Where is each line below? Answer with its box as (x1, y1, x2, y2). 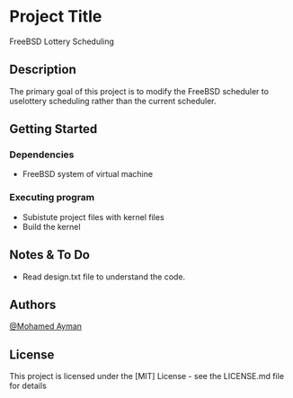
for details (9, 380, 47, 392)
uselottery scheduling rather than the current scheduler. (9, 95, 218, 106)
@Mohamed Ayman (9, 321, 83, 332)
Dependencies (9, 148, 75, 161)
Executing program (9, 191, 95, 204)
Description (9, 62, 76, 77)
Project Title (9, 6, 102, 27)
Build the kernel (22, 221, 81, 232)
